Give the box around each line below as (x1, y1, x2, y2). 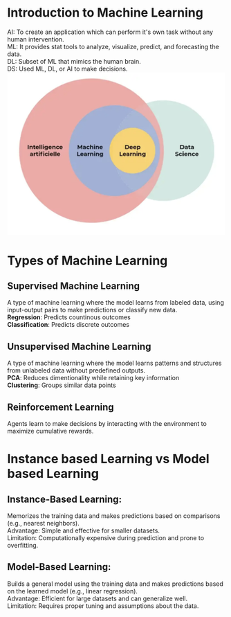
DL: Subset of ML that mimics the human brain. (7, 57, 142, 65)
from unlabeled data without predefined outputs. (7, 366, 146, 375)
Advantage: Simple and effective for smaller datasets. (7, 526, 160, 535)
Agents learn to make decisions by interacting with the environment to (7, 420, 207, 428)
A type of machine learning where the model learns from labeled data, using (7, 298, 225, 307)
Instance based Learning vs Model (7, 451, 210, 467)
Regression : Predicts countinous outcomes (7, 313, 131, 321)
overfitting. (7, 542, 39, 550)
